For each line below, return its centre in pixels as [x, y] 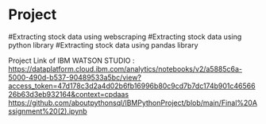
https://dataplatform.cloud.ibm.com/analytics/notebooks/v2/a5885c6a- [125, 68]
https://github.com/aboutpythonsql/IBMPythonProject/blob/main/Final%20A [133, 103]
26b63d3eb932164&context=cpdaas [69, 94]
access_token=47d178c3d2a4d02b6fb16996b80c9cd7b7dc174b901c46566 [132, 86]
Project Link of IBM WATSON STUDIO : [71, 60]
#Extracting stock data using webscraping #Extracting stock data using [125, 37]
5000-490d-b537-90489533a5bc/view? [75, 77]
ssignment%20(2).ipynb [48, 111]
